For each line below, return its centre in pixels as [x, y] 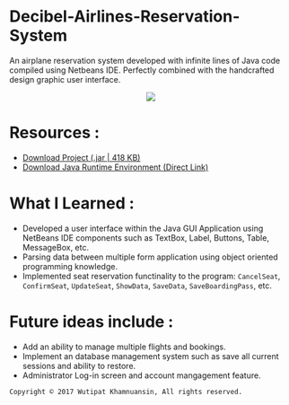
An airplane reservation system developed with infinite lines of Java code [145, 60]
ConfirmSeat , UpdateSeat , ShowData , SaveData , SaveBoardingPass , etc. [147, 286]
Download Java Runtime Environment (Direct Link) [115, 167]
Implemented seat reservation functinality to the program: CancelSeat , [151, 276]
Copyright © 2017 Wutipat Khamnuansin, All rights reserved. [126, 392]
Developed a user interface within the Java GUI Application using [143, 228]
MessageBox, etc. [56, 247]
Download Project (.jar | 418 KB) [81, 157]
